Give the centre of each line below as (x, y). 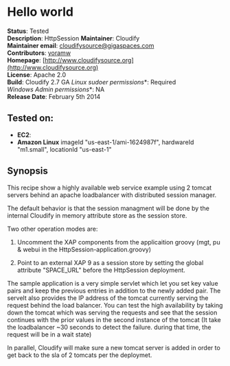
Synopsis (27, 171)
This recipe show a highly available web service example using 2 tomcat (110, 187)
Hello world (41, 12)
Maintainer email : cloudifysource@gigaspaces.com (81, 45)
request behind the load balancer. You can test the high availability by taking (115, 305)
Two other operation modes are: (53, 229)
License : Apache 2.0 (37, 75)
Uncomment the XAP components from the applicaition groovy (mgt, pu (119, 242)
